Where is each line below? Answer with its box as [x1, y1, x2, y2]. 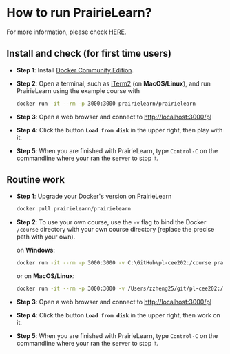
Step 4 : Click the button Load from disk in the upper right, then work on [16, 311, 221, 319]
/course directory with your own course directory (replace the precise [16, 226, 215, 234]
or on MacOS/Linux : [16, 272, 75, 280]
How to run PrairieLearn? [6, 5, 152, 21]
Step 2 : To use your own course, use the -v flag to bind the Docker [16, 218, 207, 226]
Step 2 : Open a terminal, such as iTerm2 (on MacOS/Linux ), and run [16, 79, 211, 88]
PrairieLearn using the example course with [16, 86, 140, 95]
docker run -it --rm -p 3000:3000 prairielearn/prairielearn [16, 100, 196, 107]
